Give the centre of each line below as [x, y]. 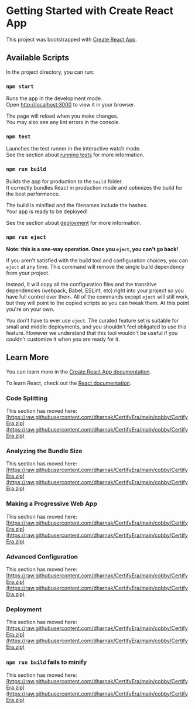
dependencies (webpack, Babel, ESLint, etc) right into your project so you [95, 290]
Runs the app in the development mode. [54, 98]
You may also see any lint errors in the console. [63, 122]
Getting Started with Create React [90, 11]
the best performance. [33, 194]
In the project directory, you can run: [50, 72]
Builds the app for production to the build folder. [65, 181]
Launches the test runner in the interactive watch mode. [74, 149]
